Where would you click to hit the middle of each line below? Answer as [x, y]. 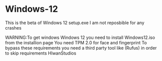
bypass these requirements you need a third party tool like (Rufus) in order [81, 48]
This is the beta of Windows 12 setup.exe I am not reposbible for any [75, 23]
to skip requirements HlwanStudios [41, 53]
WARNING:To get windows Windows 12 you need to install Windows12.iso [80, 37]
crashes [13, 28]
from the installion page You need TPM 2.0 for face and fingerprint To [76, 42]
